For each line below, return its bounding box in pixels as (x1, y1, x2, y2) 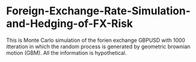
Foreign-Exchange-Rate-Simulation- (6, 4, 191, 18)
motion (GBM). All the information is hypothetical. (6, 49, 127, 56)
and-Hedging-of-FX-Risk (6, 17, 134, 30)
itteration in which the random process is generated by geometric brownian (6, 43, 191, 50)
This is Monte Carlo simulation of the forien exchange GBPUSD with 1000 (6, 36, 185, 44)
